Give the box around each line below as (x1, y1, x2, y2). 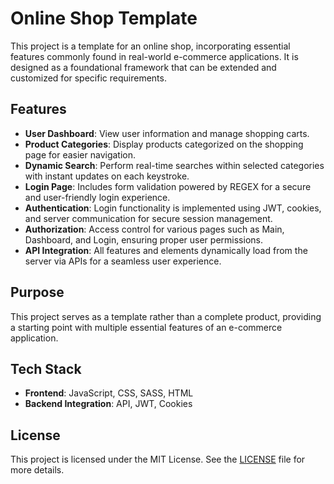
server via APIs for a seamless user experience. (24, 255, 222, 267)
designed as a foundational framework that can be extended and (10, 61, 277, 73)
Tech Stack (10, 360, 82, 377)
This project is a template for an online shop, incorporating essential (10, 40, 291, 52)
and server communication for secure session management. (24, 212, 273, 224)
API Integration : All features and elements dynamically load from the (24, 244, 308, 256)
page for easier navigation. (24, 148, 137, 161)
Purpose (10, 284, 65, 301)
